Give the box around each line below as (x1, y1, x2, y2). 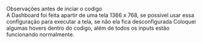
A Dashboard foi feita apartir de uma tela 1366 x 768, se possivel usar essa (6, 12, 195, 19)
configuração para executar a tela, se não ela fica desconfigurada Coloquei (6, 18, 197, 25)
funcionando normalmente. (6, 31, 74, 38)
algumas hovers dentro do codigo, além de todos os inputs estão (6, 24, 170, 31)
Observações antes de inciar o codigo (6, 5, 103, 12)
